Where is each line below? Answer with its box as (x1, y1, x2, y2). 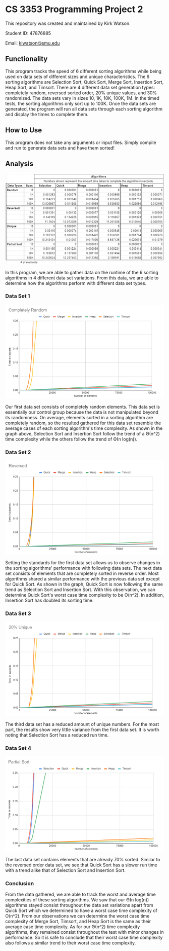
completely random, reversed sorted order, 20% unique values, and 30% (5, 90, 157, 96)
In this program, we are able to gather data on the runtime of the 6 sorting (5, 269, 158, 275)
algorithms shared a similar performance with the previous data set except (5, 575, 160, 581)
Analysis (5, 159, 34, 168)
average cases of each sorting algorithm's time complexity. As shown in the (5, 425, 163, 431)
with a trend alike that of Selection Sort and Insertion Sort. (5, 867, 126, 873)
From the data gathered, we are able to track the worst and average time (5, 891, 156, 897)
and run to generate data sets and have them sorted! (5, 144, 115, 151)
